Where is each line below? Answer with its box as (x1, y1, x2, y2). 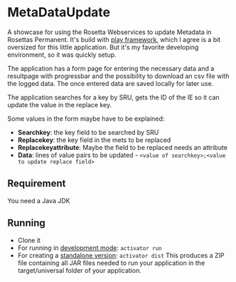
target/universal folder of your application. (17, 266, 142, 274)
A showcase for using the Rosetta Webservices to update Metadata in (7, 28, 212, 36)
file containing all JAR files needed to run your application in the (17, 259, 205, 267)
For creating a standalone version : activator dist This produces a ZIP (17, 251, 225, 259)
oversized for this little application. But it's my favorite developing (7, 43, 199, 51)
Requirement (7, 178, 66, 190)
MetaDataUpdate (7, 4, 111, 21)
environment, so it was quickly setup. (7, 50, 117, 59)
